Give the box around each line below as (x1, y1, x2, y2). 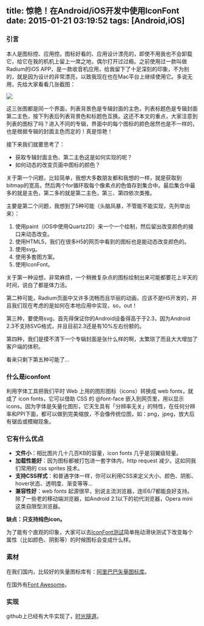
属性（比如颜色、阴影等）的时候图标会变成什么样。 (6, 536, 134, 543)
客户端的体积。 (6, 343, 44, 350)
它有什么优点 (6, 434, 44, 443)
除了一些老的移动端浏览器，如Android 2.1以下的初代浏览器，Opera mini (15, 495, 193, 503)
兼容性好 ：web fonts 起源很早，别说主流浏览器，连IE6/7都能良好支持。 (15, 487, 193, 495)
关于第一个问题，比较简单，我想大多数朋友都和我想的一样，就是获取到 (6, 174, 182, 181)
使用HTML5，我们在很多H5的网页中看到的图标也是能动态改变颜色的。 (15, 238, 190, 245)
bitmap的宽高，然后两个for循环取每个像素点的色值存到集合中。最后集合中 (6, 181, 190, 189)
